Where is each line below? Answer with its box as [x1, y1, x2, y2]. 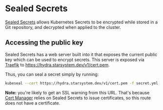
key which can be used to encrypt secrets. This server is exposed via [5, 57, 145, 63]
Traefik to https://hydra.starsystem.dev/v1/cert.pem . [5, 62, 110, 67]
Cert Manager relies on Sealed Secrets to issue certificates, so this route [5, 95, 151, 101]
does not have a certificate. [5, 100, 60, 106]
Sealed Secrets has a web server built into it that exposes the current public [5, 51, 158, 57]
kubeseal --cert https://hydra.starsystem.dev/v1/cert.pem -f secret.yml [5, 81, 159, 86]
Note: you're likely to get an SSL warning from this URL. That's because [5, 89, 150, 95]
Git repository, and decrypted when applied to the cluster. [5, 24, 121, 30]
